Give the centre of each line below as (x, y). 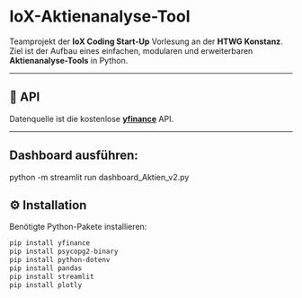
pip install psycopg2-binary (64, 252)
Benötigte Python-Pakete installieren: (78, 227)
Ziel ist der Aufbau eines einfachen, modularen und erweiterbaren (131, 50)
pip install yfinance (50, 243)
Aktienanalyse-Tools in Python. (69, 60)
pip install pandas (46, 268)
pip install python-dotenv (60, 260)
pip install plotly (46, 285)
